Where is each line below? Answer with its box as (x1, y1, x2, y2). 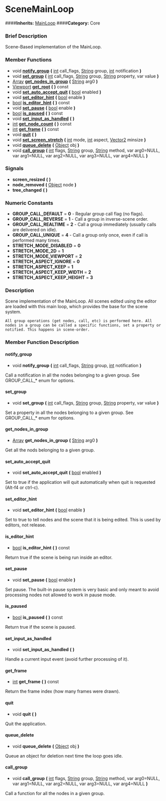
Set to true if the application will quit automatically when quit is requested (5, 479, 156, 485)
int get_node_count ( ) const (12, 121, 72, 127)
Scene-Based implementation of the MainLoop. (5, 44, 102, 50)
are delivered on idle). (12, 227, 57, 233)
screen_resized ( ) (12, 176, 51, 182)
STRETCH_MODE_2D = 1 (12, 248, 64, 254)
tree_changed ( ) (12, 187, 48, 193)
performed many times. (12, 237, 61, 243)
